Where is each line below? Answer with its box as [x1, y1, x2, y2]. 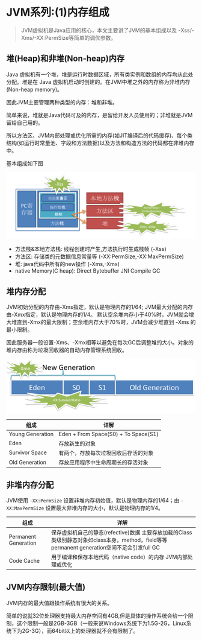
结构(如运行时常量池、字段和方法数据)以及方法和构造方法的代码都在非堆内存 [6, 139, 195, 147]
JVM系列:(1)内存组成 [6, 5, 109, 19]
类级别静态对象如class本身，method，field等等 [50, 536, 168, 543]
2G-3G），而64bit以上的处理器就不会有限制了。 [22, 627, 139, 634]
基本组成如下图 [6, 159, 43, 166]
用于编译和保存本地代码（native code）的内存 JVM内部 [50, 553, 188, 561]
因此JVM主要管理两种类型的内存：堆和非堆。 [6, 98, 118, 106]
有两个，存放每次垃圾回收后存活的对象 [58, 449, 154, 456]
